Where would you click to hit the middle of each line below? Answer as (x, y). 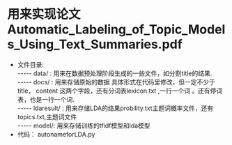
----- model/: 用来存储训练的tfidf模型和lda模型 (84, 125)
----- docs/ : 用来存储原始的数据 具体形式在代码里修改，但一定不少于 (116, 82)
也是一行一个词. (52, 99)
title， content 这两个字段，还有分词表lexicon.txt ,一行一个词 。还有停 (117, 91)
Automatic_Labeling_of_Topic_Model (116, 30)
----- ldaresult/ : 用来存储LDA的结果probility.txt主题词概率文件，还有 (115, 108)
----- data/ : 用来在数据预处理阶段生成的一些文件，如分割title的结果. (115, 73)
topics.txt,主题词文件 (47, 116)
